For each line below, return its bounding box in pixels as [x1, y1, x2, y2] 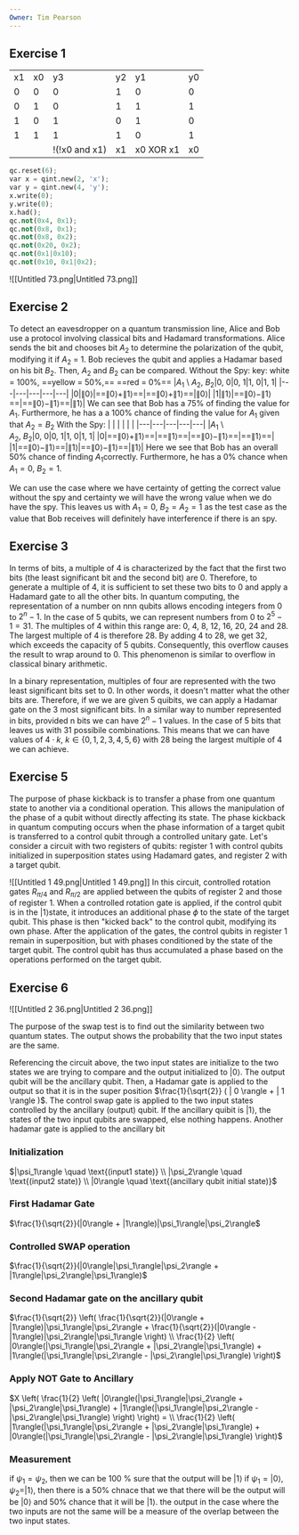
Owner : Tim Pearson [9, 12, 82, 22]
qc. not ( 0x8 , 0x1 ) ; [9, 225, 77, 233]
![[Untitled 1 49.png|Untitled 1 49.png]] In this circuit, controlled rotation [9, 877, 271, 887]
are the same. [9, 1040, 60, 1051]
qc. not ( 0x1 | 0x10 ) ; [9, 249, 77, 258]
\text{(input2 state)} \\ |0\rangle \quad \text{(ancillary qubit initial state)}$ [9, 1175, 278, 1186]
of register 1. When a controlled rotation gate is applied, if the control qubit [9, 897, 282, 909]
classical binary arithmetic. [9, 658, 109, 669]
